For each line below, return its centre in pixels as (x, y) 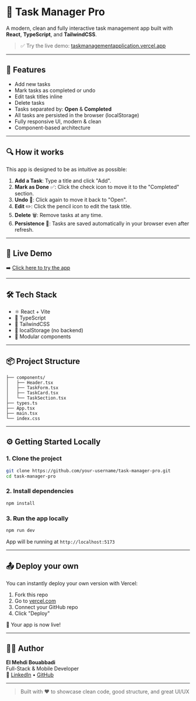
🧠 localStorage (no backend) (49, 331)
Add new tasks (32, 84)
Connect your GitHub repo (46, 607)
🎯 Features (26, 70)
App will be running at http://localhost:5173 (60, 541)
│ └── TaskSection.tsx (36, 398)
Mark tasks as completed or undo (55, 90)
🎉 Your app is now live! (34, 624)
